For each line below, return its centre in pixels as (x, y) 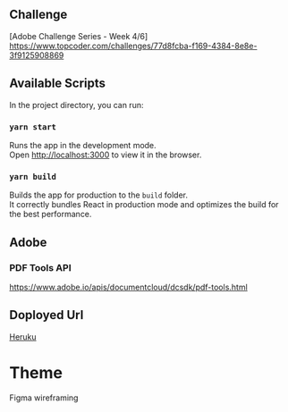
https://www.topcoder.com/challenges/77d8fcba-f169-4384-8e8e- (133, 46)
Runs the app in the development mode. (83, 145)
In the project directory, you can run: (76, 105)
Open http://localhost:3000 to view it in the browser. (106, 155)
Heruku (23, 336)
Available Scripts (57, 84)
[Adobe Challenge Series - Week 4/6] (79, 36)
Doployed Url (47, 315)
